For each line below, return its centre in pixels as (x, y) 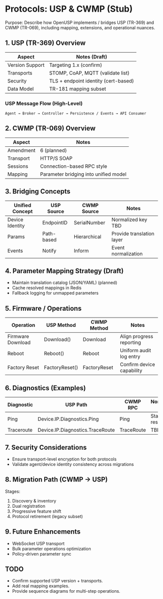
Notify (49, 251)
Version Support (26, 65)
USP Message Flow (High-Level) (44, 103)
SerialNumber (89, 222)
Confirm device (137, 364)
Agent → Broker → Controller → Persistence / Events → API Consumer (76, 114)
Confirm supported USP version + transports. (57, 581)
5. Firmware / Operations (43, 308)
